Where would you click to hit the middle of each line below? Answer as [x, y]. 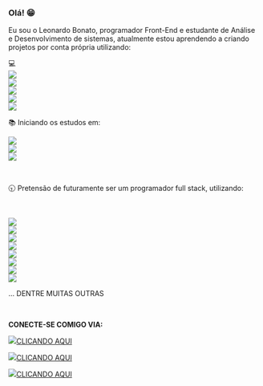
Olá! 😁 [22, 13]
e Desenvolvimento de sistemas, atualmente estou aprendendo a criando [129, 39]
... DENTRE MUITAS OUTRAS [56, 294]
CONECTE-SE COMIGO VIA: [56, 325]
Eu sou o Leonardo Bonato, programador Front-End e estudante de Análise [132, 30]
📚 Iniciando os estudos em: [55, 123]
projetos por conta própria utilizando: [70, 47]
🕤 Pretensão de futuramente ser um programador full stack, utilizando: [126, 189]
